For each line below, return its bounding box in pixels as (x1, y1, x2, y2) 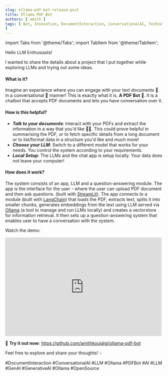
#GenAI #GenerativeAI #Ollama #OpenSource (5, 365, 99, 371)
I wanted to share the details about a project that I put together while (5, 59, 146, 65)
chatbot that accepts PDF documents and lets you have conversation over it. (5, 98, 162, 104)
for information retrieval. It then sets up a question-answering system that (5, 212, 157, 218)
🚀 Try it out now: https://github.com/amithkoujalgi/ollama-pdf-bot (5, 340, 141, 346)
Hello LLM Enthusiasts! (5, 50, 52, 56)
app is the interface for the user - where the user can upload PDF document (5, 185, 162, 192)
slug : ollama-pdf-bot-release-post (5, 7, 79, 13)
